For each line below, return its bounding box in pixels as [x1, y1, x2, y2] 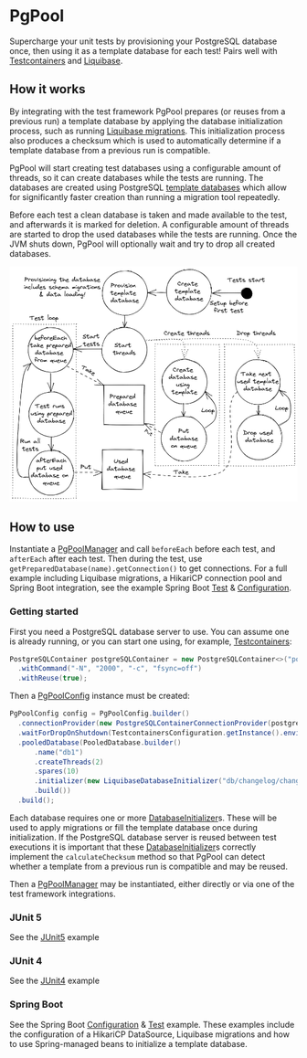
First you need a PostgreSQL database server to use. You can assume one [9, 626, 290, 637]
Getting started [9, 605, 79, 618]
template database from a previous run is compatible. [9, 144, 211, 155]
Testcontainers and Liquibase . [9, 55, 123, 66]
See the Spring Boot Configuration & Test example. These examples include [9, 1019, 295, 1030]
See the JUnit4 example [9, 975, 101, 987]
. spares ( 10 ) [33, 767, 79, 777]
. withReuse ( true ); [17, 673, 89, 683]
